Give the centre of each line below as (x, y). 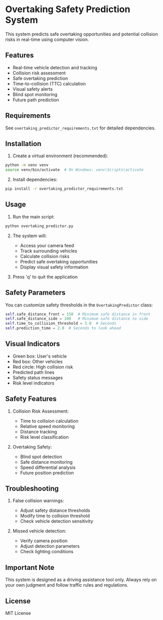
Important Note (30, 567)
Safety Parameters (35, 293)
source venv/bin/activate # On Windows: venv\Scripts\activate (74, 170)
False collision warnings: (38, 501)
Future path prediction (36, 100)
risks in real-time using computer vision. (47, 39)
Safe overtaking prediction (40, 78)
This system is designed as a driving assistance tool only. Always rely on (81, 580)
